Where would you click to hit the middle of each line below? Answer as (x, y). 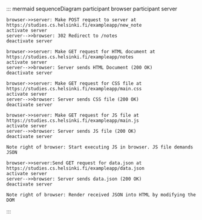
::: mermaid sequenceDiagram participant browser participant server (92, 9)
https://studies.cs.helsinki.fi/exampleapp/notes (70, 57)
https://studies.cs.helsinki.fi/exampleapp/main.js (73, 121)
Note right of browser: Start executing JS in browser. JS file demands (100, 147)
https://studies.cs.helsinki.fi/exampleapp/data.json (76, 168)
